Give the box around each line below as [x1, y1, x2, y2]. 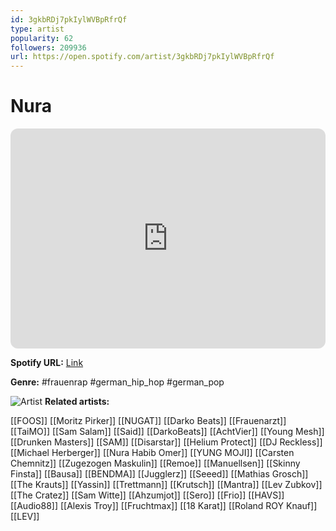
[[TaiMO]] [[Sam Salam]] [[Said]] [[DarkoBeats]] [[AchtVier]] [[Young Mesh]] [10, 426, 325, 438]
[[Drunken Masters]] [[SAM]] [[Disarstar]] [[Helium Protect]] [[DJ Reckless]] [10, 436, 323, 448]
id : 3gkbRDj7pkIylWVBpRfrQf [10, 14, 128, 25]
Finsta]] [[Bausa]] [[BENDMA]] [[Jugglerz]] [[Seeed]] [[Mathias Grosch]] [10, 468, 309, 480]
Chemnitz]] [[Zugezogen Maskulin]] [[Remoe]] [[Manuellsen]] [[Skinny [10, 457, 301, 470]
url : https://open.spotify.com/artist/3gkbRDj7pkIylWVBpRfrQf [10, 52, 275, 62]
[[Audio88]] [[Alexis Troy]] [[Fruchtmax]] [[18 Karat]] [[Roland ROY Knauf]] [10, 500, 318, 512]
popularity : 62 [10, 33, 74, 43]
